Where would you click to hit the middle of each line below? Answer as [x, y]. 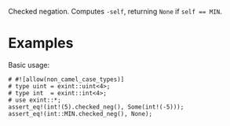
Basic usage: [29, 65]
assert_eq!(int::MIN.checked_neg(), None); [80, 113]
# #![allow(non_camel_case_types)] [66, 79]
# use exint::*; [35, 100]
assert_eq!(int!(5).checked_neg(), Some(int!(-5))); [96, 107]
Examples [41, 43]
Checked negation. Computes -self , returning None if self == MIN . [115, 11]
